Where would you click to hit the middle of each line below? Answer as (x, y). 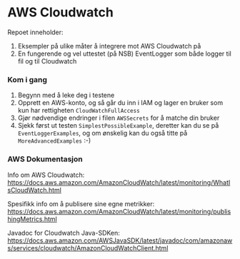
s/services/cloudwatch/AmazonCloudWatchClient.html (88, 248)
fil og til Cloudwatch (47, 61)
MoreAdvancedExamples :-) (54, 141)
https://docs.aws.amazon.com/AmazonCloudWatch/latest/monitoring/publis (119, 211)
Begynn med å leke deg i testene (66, 95)
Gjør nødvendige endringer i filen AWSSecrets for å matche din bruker (119, 118)
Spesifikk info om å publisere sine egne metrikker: (81, 203)
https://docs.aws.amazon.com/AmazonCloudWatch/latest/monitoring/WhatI (119, 182)
